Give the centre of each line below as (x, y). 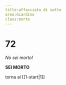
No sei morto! (19, 57)
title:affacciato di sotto (33, 10)
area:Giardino (20, 14)
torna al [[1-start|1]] (25, 77)
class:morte (17, 19)
